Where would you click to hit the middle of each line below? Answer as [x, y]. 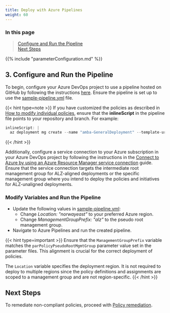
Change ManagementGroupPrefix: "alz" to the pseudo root [81, 220]
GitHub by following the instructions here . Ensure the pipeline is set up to [81, 92]
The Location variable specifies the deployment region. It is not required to [83, 266]
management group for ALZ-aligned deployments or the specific [72, 174]
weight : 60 [17, 15]
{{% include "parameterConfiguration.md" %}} [54, 58]
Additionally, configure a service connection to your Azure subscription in [82, 152]
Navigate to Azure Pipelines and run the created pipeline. [72, 230]
